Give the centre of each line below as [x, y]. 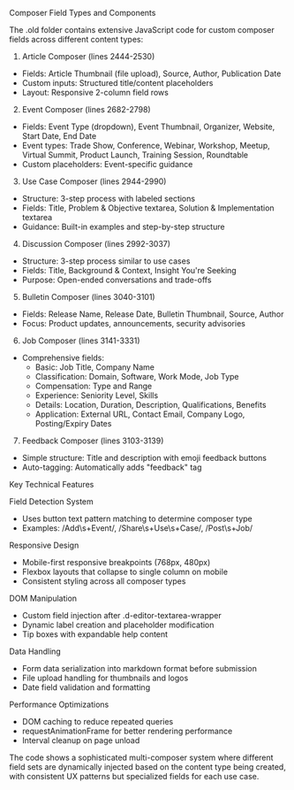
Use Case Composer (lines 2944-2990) [94, 181]
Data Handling [35, 651]
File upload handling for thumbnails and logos [105, 678]
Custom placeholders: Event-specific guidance [107, 164]
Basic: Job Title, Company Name [94, 367]
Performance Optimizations [59, 704]
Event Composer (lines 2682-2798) [87, 109]
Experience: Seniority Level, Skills [97, 395]
